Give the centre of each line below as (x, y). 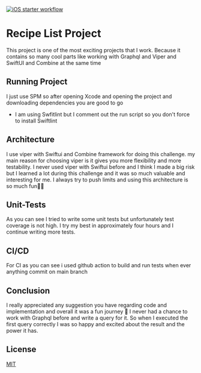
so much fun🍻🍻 (25, 186)
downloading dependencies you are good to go (65, 103)
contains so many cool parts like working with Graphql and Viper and (91, 56)
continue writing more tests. (41, 232)
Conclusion (28, 290)
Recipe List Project (54, 34)
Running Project (37, 82)
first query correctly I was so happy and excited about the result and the (95, 324)
